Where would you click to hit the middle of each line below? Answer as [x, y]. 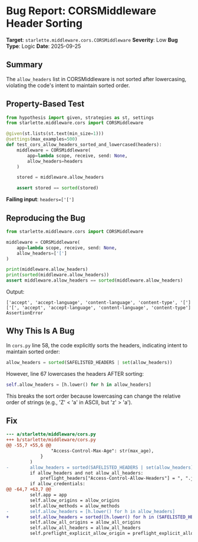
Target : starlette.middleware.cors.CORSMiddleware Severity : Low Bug [92, 40]
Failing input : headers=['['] [40, 199]
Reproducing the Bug [46, 218]
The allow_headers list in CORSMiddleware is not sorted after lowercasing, [96, 79]
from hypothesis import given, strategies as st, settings [80, 117]
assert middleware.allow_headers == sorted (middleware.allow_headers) [95, 280]
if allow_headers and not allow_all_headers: [87, 473]
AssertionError [25, 313]
